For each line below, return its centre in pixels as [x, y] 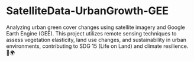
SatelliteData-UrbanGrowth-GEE [88, 11]
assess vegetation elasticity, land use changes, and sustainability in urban [96, 40]
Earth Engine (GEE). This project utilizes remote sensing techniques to [91, 33]
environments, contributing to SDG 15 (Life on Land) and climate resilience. [97, 46]
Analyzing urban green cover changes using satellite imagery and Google [96, 27]
